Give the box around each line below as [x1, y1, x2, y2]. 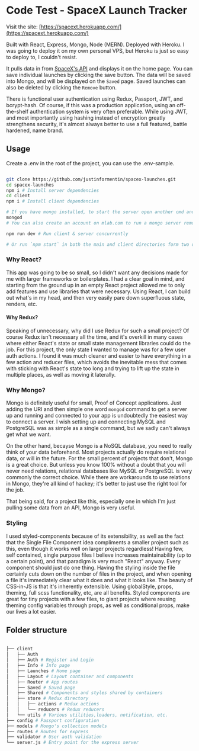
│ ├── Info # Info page [6, 663, 70, 669]
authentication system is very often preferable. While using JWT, [29, 108, 188, 115]
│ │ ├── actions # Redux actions [6, 701, 99, 707]
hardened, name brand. [6, 127, 63, 134]
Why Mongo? [6, 386, 46, 394]
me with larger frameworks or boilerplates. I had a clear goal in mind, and [6, 275, 185, 282]
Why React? [6, 255, 42, 264]
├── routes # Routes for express [6, 728, 89, 734]
